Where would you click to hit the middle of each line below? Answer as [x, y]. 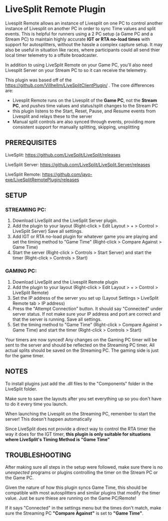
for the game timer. [25, 355]
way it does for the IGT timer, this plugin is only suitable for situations [78, 434]
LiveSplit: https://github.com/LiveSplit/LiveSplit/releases [63, 155]
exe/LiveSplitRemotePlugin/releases [42, 180]
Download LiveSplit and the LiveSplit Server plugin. [65, 221]
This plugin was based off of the [38, 80]
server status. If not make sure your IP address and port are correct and [86, 314]
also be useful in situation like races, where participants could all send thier [83, 50]
